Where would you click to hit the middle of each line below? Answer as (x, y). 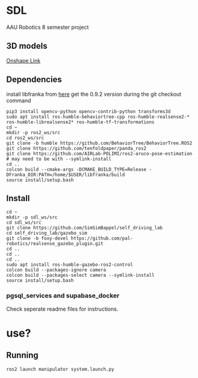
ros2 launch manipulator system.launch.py (60, 369)
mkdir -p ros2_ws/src (33, 132)
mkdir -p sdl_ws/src (32, 217)
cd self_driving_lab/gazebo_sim (47, 233)
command (19, 101)
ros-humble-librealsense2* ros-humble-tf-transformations (80, 122)
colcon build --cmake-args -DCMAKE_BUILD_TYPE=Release (76, 169)
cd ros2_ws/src (25, 138)
